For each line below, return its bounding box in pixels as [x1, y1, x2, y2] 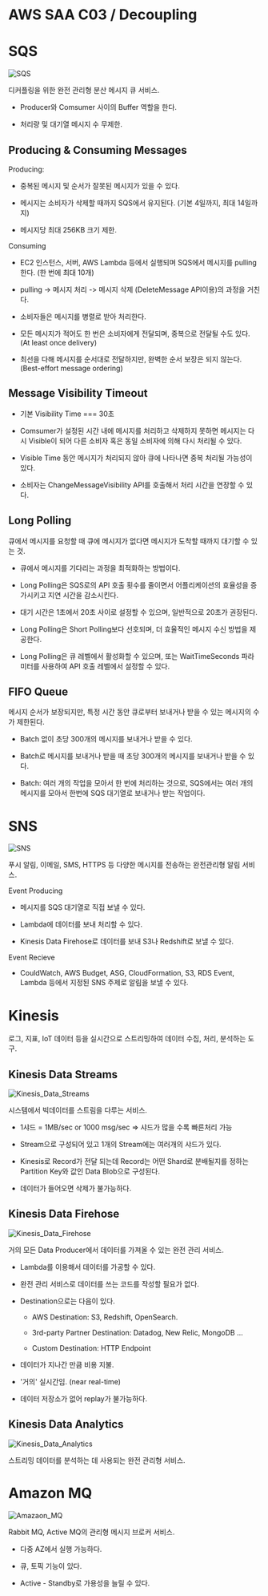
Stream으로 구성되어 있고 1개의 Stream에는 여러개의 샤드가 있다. [19, 1140, 222, 1150]
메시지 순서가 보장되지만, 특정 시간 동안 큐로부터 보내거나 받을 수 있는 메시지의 [8, 707, 252, 717]
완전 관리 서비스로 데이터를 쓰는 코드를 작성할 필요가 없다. [19, 1279, 200, 1288]
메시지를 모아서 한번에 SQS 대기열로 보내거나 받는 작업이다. [19, 788, 206, 798]
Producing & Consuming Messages [8, 143, 188, 157]
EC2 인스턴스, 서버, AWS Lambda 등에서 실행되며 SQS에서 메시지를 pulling [19, 257, 258, 267]
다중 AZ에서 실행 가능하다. [19, 1544, 102, 1554]
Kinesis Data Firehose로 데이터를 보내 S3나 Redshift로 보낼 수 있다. [19, 936, 234, 947]
